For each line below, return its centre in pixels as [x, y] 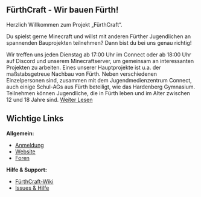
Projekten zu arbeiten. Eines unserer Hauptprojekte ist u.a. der [84, 67]
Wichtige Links [35, 119]
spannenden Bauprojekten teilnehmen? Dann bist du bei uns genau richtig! [99, 42]
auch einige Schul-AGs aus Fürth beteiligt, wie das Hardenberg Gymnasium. [101, 87]
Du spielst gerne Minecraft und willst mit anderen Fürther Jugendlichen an [99, 36]
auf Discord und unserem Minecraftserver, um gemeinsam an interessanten [100, 61]
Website [25, 152]
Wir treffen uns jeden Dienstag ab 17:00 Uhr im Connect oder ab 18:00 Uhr [99, 55]
